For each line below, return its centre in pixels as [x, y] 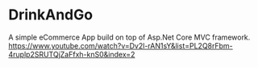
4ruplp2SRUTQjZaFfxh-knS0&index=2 [72, 54]
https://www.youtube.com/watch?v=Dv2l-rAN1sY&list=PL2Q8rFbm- [121, 45]
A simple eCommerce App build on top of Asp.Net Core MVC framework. [129, 37]
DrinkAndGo [51, 15]
